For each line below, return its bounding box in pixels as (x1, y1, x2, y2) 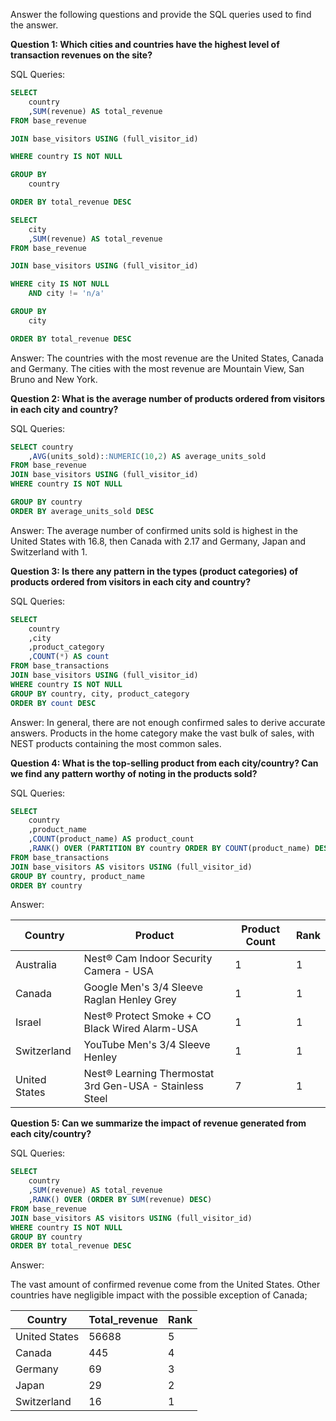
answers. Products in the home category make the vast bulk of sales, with (10, 727, 315, 739)
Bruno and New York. (10, 373, 98, 385)
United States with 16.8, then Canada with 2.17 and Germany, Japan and (10, 535, 307, 547)
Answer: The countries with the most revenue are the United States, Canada (10, 352, 324, 364)
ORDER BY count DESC (10, 698, 97, 708)
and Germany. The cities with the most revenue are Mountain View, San (10, 362, 305, 374)
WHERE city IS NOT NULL (10, 279, 110, 289)
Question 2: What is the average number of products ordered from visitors (10, 392, 326, 404)
